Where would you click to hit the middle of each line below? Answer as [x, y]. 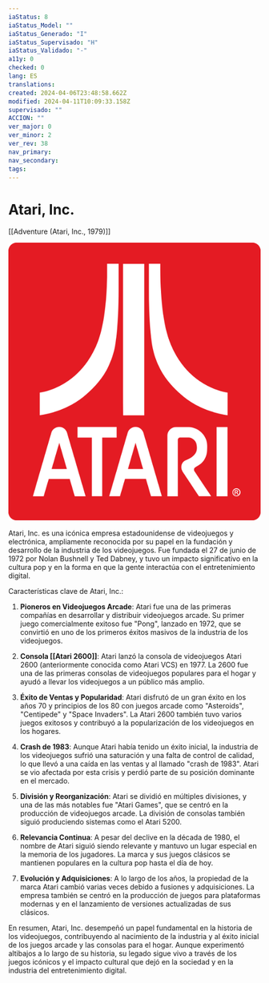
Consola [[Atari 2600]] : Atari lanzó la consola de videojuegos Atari [130, 656]
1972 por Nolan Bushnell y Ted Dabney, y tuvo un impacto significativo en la [133, 558]
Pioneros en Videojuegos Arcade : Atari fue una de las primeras [125, 606]
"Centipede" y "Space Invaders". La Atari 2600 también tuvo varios [131, 714]
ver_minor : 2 [30, 135]
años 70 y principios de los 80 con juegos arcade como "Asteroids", [132, 705]
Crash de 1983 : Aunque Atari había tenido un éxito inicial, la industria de [139, 746]
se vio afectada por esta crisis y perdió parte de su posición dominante [137, 772]
